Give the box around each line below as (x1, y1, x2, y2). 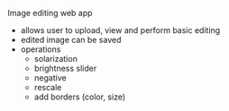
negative (33, 73, 68, 83)
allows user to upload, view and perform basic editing (20, 25, 221, 35)
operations (20, 44, 61, 55)
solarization (33, 54, 78, 64)
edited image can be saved (20, 35, 122, 45)
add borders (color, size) (33, 91, 126, 102)
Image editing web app (7, 8, 93, 18)
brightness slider (33, 63, 97, 73)
